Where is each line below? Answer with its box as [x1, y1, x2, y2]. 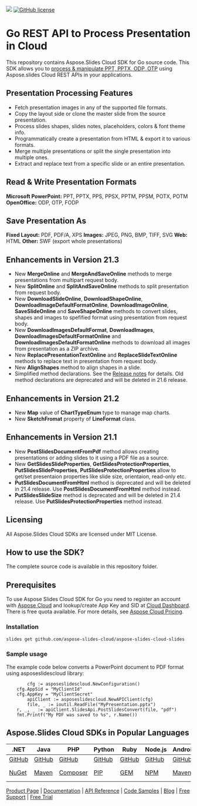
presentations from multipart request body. [14, 277, 119, 284]
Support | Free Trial [6, 793, 53, 800]
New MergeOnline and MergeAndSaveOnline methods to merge [14, 270, 172, 277]
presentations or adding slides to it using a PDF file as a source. [14, 454, 169, 461]
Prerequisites [6, 580, 56, 590]
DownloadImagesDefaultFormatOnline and [14, 333, 121, 340]
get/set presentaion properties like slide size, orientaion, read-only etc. [14, 473, 186, 480]
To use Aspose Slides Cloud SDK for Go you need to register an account [6, 596, 181, 603]
